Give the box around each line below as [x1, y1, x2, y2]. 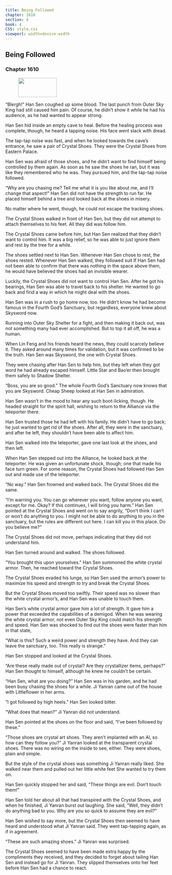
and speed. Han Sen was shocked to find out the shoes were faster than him [5, 622, 167, 628]
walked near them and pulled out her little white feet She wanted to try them [5, 766, 166, 772]
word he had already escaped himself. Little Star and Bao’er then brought [5, 367, 160, 373]
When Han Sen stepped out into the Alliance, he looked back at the [5, 455, 147, 461]
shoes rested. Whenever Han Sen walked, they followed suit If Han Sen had [5, 257, 165, 263]
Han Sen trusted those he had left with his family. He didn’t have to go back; [5, 419, 166, 425]
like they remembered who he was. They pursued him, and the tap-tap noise [5, 169, 167, 175]
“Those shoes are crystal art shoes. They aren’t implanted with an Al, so [5, 734, 158, 740]
